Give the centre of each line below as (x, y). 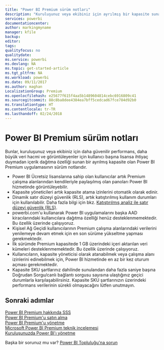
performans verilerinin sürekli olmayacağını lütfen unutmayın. (73, 285)
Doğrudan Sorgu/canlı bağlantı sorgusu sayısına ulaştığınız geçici (78, 275)
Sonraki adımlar (30, 301)
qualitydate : (18, 55)
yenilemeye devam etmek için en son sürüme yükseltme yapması (77, 233)
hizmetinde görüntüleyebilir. (40, 187)
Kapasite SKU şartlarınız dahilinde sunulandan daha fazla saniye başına (84, 270)
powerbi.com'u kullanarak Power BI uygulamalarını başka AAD (75, 213)
